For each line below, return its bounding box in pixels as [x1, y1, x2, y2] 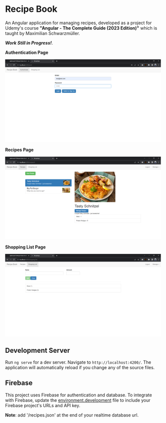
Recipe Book [5, 3, 58, 15]
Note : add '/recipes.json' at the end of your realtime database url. [5, 412, 139, 418]
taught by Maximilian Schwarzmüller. [5, 30, 80, 36]
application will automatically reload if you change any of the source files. [5, 365, 155, 371]
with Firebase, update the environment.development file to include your [5, 397, 151, 403]
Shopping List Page [5, 244, 46, 250]
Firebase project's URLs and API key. [5, 402, 81, 408]
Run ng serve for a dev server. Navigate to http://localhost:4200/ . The [5, 359, 152, 365]
